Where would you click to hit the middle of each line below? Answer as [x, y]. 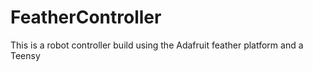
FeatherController [86, 17]
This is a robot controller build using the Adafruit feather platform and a [157, 45]
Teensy [25, 55]
